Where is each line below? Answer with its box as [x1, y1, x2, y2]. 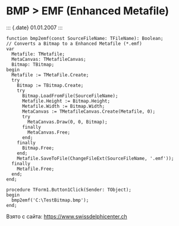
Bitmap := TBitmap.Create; [17, 82, 84, 88]
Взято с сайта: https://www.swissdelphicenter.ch [6, 213, 128, 220]
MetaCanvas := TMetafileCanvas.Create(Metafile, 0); [21, 109, 156, 114]
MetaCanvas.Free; [27, 129, 70, 135]
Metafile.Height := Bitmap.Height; [21, 98, 111, 104]
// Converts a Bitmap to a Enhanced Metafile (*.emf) [6, 41, 143, 47]
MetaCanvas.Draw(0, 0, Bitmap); [27, 119, 108, 125]
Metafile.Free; [17, 166, 55, 172]
